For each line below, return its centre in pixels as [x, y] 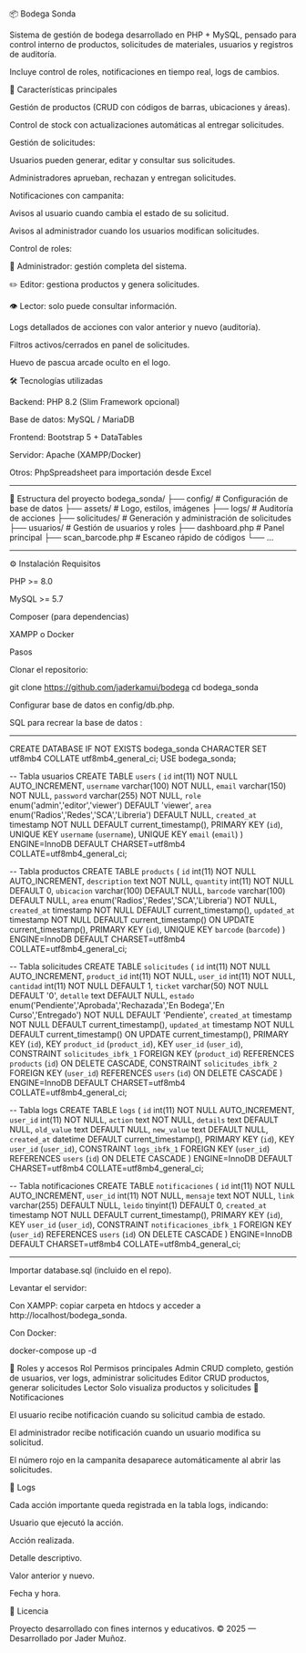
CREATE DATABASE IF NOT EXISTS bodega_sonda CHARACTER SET [138, 749]
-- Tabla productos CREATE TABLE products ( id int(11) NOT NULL [133, 871]
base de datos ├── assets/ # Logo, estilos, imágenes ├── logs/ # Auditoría [152, 508]
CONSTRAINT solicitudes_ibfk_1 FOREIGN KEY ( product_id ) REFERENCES [152, 1054]
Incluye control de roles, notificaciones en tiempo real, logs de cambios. [144, 72]
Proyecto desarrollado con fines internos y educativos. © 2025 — [133, 1628]
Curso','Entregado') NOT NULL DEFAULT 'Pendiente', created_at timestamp [151, 1015]
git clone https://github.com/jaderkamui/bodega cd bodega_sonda [134, 687]
